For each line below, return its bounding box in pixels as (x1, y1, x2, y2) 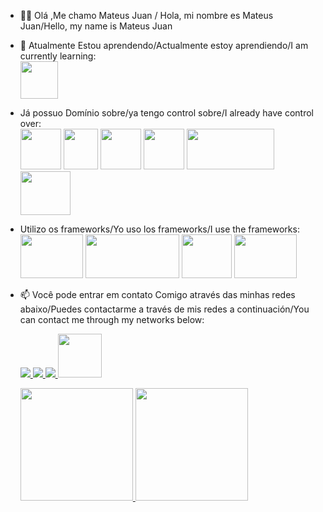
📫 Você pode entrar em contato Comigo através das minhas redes (19, 289, 296, 300)
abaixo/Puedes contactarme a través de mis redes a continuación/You (19, 303, 310, 315)
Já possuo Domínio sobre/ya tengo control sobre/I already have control (19, 107, 314, 119)
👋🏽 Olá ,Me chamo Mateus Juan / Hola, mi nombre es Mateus (19, 10, 274, 21)
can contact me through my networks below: (19, 314, 205, 325)
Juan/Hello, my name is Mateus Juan (19, 20, 173, 32)
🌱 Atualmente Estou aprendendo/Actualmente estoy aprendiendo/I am (19, 40, 309, 51)
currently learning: (19, 50, 97, 62)
